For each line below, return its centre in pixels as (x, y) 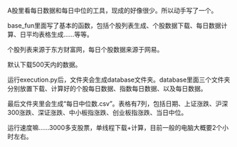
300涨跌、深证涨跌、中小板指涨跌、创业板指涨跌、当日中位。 (98, 113)
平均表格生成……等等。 (60, 34)
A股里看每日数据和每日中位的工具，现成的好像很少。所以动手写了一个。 (112, 10)
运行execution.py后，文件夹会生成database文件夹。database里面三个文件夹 (119, 80)
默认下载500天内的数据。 (44, 65)
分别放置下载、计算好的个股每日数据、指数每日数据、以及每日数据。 (107, 88)
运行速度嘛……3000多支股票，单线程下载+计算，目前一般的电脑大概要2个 (115, 127)
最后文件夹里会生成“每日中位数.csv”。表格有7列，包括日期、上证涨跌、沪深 (118, 104)
